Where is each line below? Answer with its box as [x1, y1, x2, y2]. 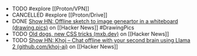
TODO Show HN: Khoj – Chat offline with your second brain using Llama [11, 37, 191, 43]
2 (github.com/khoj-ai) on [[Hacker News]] [11, 43, 119, 50]
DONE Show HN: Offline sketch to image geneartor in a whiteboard [11, 18, 178, 24]
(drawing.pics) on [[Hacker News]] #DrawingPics [11, 24, 134, 31]
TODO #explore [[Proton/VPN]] [11, 5, 89, 12]
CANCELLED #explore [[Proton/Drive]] [11, 11, 108, 18]
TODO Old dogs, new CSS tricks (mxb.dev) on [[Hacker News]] [11, 30, 169, 38]
